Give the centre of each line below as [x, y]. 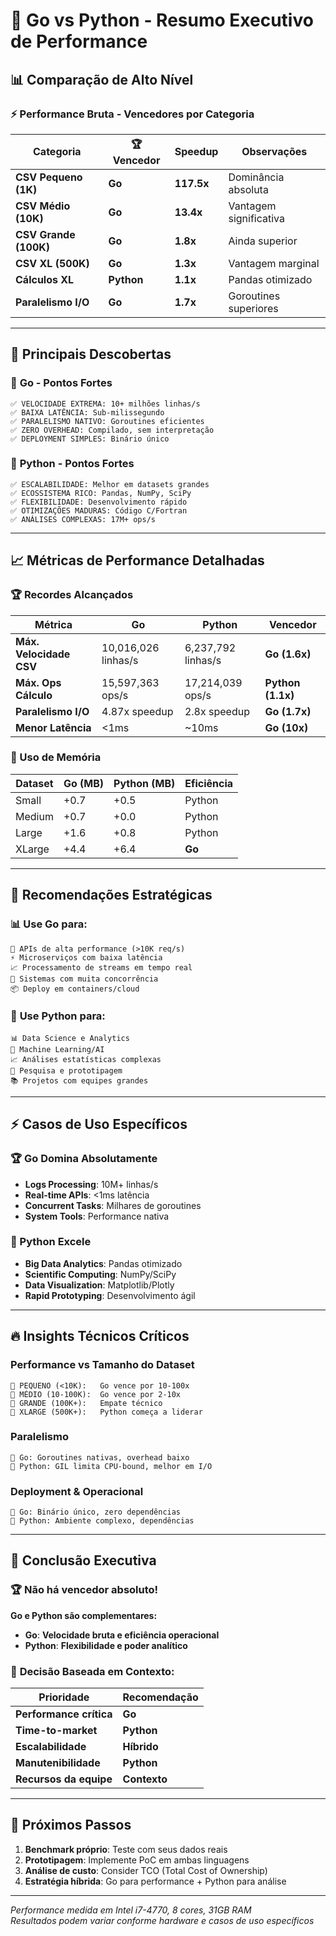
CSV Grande [45, 234]
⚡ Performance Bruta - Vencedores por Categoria [132, 114]
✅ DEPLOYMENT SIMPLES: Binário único [90, 439]
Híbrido [140, 1747]
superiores [253, 308]
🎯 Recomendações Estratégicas [111, 895]
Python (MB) [144, 783]
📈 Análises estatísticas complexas [86, 1059]
